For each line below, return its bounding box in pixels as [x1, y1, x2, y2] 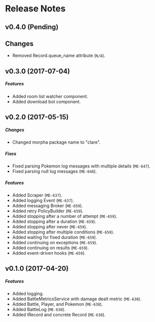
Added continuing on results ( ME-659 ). [12, 245, 89, 251]
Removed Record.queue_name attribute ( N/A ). [12, 53, 106, 58]
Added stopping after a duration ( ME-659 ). [12, 218, 96, 224]
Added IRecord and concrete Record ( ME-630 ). [12, 312, 106, 318]
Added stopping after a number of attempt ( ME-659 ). [12, 214, 117, 219]
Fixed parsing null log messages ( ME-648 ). [12, 168, 97, 174]
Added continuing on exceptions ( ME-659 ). [12, 240, 98, 246]
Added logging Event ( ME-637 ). [12, 198, 74, 204]
